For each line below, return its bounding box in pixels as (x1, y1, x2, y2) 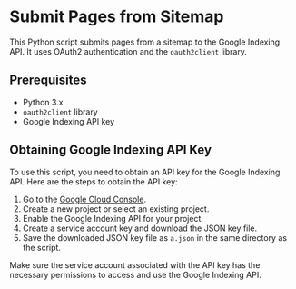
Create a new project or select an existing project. (22, 203, 210, 214)
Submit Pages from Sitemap (9, 6, 224, 27)
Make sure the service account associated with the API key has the (9, 259, 261, 270)
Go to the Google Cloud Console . (22, 194, 147, 204)
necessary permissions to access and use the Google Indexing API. (9, 269, 261, 280)
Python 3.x (22, 96, 64, 107)
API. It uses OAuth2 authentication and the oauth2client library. (9, 45, 248, 56)
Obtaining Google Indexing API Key (9, 143, 212, 158)
